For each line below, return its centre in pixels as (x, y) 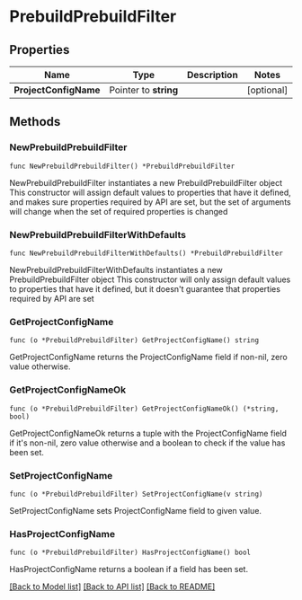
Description (213, 75)
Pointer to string (144, 90)
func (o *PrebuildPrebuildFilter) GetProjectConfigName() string (134, 340)
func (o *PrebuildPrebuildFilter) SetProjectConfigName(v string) (136, 494)
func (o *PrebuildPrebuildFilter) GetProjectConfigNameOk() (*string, (144, 409)
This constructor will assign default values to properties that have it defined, (151, 192)
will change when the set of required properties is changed (119, 211)
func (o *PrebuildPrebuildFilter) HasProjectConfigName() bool (130, 553)
